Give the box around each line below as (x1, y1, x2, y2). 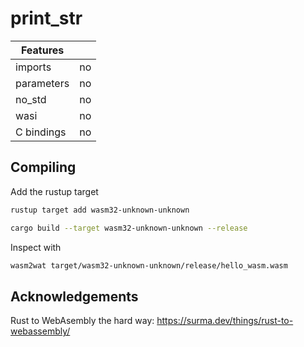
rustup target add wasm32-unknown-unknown (10, 205, 190, 215)
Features (20, 43, 65, 57)
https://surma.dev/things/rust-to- (156, 315, 294, 327)
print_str (10, 7, 83, 30)
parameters (15, 76, 70, 90)
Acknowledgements (10, 288, 139, 305)
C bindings (15, 125, 67, 139)
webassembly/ (10, 325, 71, 337)
